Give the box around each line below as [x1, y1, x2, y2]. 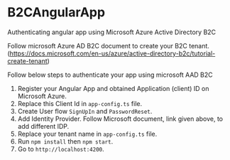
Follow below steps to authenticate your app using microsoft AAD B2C [7, 70, 213, 79]
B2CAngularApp [7, 4, 105, 21]
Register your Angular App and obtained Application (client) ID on [17, 84, 209, 92]
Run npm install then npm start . [17, 137, 114, 146]
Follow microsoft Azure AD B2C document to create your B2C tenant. [7, 41, 209, 50]
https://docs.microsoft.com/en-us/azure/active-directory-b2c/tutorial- [9, 49, 216, 58]
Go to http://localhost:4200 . [17, 144, 104, 153]
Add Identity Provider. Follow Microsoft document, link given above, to [17, 114, 224, 123]
